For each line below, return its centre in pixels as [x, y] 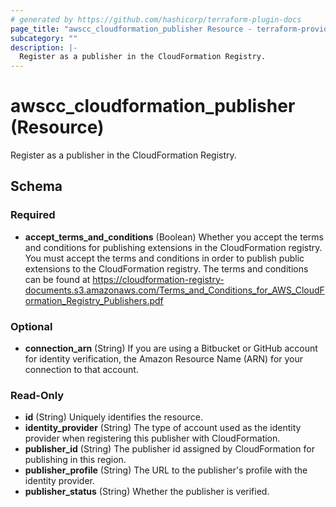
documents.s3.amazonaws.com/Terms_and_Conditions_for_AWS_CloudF [174, 290]
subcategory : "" [44, 38]
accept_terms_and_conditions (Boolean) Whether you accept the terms [174, 237]
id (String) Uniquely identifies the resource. [113, 417]
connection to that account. [81, 370]
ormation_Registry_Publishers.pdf [94, 300]
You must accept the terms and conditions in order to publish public [164, 258]
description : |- [44, 47]
